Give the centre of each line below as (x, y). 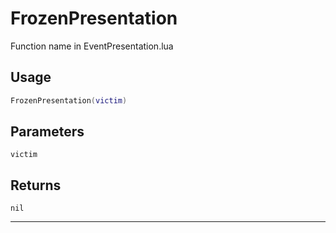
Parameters (47, 132)
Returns (36, 185)
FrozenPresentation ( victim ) (69, 100)
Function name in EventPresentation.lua (92, 46)
